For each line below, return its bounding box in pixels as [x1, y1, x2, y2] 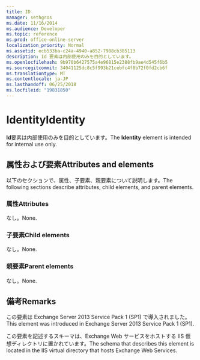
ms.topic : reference [6, 31, 58, 37]
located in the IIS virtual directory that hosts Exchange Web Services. [6, 347, 178, 354]
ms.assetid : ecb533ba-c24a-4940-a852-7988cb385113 [6, 48, 136, 54]
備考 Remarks [6, 296, 56, 306]
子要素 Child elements [6, 231, 70, 239]
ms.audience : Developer [6, 25, 66, 32]
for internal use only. [6, 140, 57, 147]
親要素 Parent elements [6, 262, 74, 271]
